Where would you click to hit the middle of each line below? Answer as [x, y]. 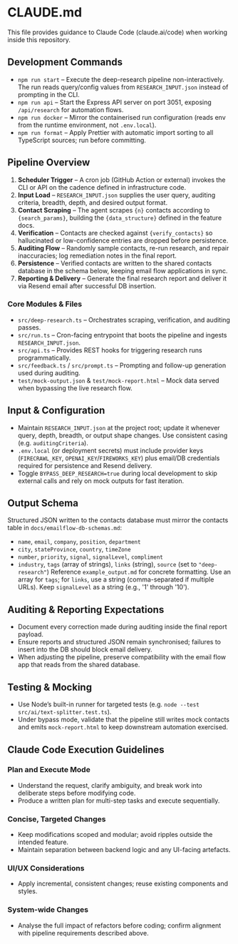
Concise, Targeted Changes [57, 819]
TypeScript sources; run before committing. [82, 140]
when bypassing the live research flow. [75, 388]
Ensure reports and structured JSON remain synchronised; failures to [119, 642]
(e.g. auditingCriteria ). [53, 442]
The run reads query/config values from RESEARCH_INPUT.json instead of [123, 87]
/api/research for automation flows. [71, 110]
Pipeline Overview [49, 162]
